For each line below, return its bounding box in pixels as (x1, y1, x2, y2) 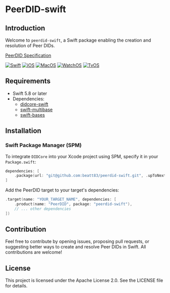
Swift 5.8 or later (12, 90, 47, 96)
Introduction (5, 24, 46, 32)
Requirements (5, 77, 51, 86)
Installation (5, 127, 41, 135)
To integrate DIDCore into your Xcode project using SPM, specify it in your (5, 153, 158, 159)
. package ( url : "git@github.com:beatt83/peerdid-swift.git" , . (14, 173, 148, 178)
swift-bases (20, 112, 45, 118)
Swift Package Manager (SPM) (5, 142, 82, 149)
